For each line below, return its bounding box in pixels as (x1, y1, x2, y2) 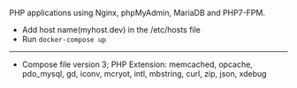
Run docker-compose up (21, 34, 106, 44)
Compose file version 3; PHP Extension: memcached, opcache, (21, 59, 254, 70)
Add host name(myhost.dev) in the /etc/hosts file (21, 25, 202, 34)
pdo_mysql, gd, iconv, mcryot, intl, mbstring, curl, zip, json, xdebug (21, 69, 267, 78)
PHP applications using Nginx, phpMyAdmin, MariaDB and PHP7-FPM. (9, 8, 265, 18)
